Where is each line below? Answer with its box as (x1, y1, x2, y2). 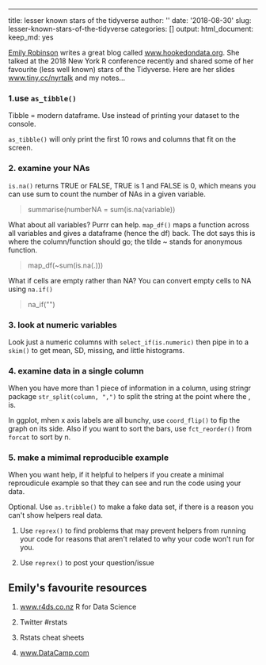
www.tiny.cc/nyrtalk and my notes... (8, 73, 125, 82)
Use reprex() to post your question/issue (19, 558, 154, 568)
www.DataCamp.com (19, 648, 89, 658)
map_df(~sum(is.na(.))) (27, 260, 104, 270)
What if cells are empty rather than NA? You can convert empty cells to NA (8, 275, 252, 285)
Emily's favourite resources (8, 581, 148, 595)
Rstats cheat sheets (19, 633, 85, 642)
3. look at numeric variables (8, 319, 117, 330)
